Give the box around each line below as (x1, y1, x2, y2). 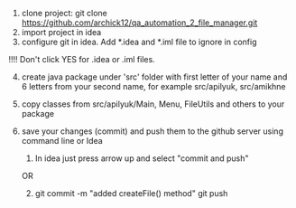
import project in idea (21, 27, 102, 37)
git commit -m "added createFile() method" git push (34, 188, 228, 198)
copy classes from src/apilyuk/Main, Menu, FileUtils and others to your (21, 99, 285, 109)
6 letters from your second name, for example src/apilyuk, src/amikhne (21, 81, 286, 91)
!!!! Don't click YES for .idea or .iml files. (8, 54, 155, 64)
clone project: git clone (21, 8, 107, 18)
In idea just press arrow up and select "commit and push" (34, 153, 249, 164)
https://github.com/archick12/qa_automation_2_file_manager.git (21, 17, 258, 28)
